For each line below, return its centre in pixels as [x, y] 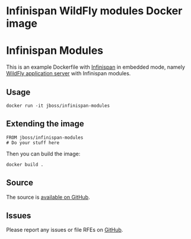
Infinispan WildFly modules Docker [94, 11]
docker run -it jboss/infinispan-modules [58, 106]
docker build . [25, 164]
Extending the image [45, 124]
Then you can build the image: [43, 154]
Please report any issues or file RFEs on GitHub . [65, 230]
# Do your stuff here [33, 143]
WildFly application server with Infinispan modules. [69, 74]
